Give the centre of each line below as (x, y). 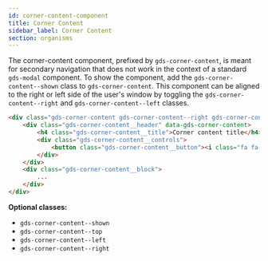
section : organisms (41, 38)
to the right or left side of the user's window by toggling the (106, 95)
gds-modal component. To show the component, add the (100, 77)
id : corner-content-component (59, 16)
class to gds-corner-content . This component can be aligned (160, 86)
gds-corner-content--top (61, 231)
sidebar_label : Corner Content (60, 30)
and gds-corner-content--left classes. (125, 103)
